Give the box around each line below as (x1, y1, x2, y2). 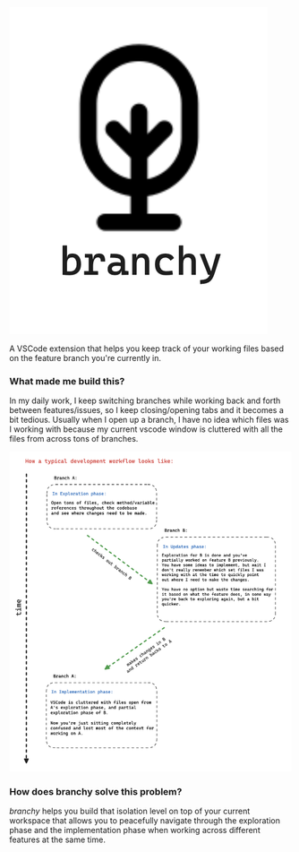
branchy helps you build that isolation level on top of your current (9, 805, 251, 817)
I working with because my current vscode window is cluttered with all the (9, 424, 284, 435)
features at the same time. (9, 834, 106, 845)
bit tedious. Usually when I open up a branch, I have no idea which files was (9, 415, 289, 426)
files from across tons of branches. (9, 434, 139, 444)
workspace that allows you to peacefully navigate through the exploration (9, 815, 280, 826)
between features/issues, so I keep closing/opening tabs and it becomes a (9, 405, 285, 416)
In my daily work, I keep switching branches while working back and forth (9, 395, 281, 406)
